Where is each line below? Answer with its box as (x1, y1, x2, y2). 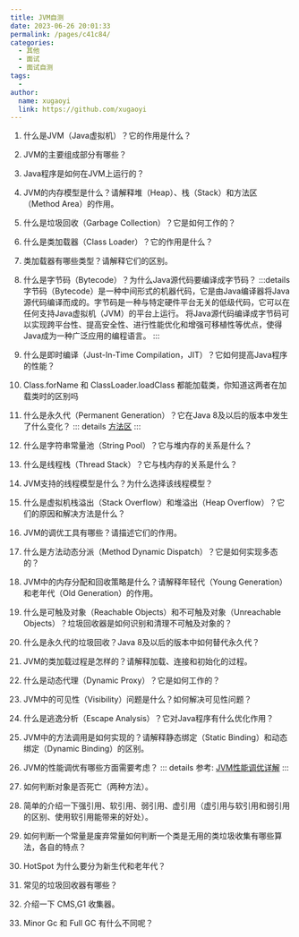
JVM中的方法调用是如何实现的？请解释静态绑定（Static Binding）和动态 (22, 732, 288, 743)
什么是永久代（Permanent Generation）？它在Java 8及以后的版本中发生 (22, 410, 289, 421)
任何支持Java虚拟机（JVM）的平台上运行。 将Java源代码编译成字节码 (22, 308, 282, 319)
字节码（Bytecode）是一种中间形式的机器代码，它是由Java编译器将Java (22, 285, 290, 296)
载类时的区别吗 (22, 391, 79, 402)
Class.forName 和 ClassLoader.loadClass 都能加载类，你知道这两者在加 (22, 379, 287, 390)
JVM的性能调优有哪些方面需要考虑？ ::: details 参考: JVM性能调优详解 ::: (22, 762, 289, 773)
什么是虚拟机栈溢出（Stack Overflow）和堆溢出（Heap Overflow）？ (22, 498, 278, 508)
